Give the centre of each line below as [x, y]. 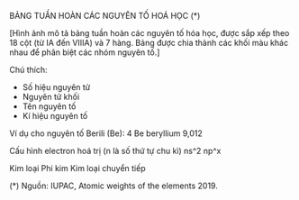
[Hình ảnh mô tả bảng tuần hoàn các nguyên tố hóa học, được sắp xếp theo [149, 33]
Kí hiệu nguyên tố [55, 116]
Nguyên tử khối [51, 97]
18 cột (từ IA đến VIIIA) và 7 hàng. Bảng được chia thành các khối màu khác [149, 43]
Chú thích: [28, 70]
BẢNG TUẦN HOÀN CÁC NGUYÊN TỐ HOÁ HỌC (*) [105, 16]
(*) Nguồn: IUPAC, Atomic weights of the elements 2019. [113, 186]
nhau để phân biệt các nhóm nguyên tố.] [85, 52]
